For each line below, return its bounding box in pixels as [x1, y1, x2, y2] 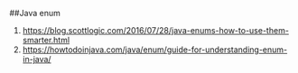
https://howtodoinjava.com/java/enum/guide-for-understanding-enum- [22, 44, 288, 55]
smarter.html [22, 35, 70, 45]
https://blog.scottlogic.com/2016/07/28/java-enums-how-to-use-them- [22, 25, 289, 35]
